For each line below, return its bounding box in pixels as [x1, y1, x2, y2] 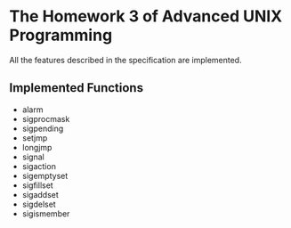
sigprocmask [21, 113, 70, 124]
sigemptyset [21, 170, 69, 181]
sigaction [21, 160, 56, 171]
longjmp [21, 142, 53, 152]
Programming [9, 25, 113, 45]
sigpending [21, 123, 64, 134]
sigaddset [21, 189, 60, 199]
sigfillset [21, 180, 53, 191]
